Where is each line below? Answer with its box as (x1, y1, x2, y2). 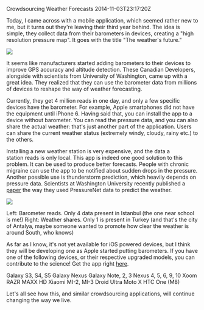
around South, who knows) (6, 229, 74, 236)
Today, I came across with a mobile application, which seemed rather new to (6, 17, 199, 24)
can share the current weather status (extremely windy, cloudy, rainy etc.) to (6, 129, 199, 136)
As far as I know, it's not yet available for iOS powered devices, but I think (6, 241, 191, 248)
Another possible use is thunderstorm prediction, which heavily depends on (6, 173, 197, 181)
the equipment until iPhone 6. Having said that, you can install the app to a (6, 110, 193, 117)
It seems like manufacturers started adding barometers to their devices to (6, 60, 191, 66)
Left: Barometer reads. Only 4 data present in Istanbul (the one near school (6, 210, 195, 216)
